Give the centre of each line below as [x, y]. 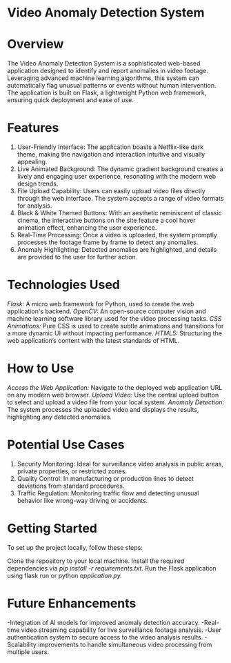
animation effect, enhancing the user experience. [87, 228]
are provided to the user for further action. [77, 257]
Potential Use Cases [66, 445]
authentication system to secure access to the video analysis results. [105, 637]
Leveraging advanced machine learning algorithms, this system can [103, 78]
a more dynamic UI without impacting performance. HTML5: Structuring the [115, 333]
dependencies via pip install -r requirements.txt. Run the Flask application [112, 568]
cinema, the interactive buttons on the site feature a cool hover [106, 220]
